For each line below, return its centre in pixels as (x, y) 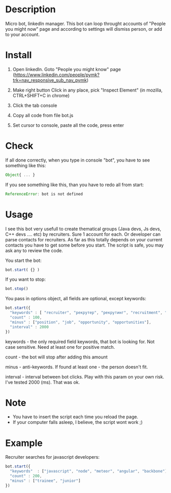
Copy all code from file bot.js (43, 115)
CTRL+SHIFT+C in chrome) (41, 95)
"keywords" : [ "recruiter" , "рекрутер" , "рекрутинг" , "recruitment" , (86, 313)
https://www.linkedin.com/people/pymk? (57, 75)
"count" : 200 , (26, 476)
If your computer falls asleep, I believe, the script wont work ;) (78, 422)
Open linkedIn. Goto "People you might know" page (67, 69)
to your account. (22, 34)
